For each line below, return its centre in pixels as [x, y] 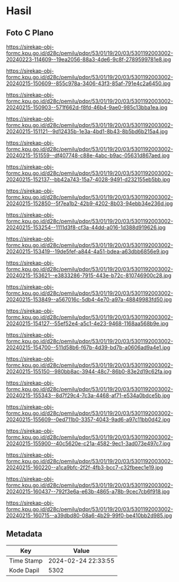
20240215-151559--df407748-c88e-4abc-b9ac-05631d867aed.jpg [88, 155]
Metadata [24, 534]
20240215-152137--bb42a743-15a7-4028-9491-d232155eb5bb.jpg [88, 179]
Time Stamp [26, 561]
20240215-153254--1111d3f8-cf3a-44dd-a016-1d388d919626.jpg [86, 227]
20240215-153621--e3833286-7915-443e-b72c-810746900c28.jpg [89, 275]
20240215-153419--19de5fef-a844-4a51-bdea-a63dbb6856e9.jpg [87, 251]
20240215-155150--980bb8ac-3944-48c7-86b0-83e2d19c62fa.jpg [89, 371]
